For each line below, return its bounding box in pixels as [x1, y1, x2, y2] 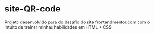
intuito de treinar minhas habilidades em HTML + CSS [4, 24, 112, 30]
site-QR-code [4, 3, 61, 14]
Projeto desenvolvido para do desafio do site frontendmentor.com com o [4, 19, 150, 25]
